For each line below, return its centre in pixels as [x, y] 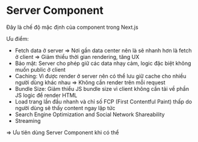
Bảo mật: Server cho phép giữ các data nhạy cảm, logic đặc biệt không [103, 63]
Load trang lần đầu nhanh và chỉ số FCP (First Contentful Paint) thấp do [104, 101]
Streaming [28, 120]
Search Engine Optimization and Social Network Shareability [90, 114]
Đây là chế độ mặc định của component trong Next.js [72, 27]
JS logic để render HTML [46, 95]
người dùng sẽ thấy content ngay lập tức [65, 108]
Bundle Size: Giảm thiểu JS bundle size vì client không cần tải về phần [102, 88]
